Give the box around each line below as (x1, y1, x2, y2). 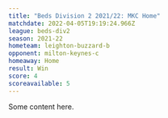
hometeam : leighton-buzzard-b (8, 42, 111, 50)
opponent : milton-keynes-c (8, 49, 99, 57)
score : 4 (8, 72, 38, 80)
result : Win (8, 65, 48, 73)
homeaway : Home (8, 57, 60, 65)
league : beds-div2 (8, 27, 70, 35)
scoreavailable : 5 (8, 79, 70, 87)
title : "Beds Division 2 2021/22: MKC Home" (8, 11, 161, 20)
